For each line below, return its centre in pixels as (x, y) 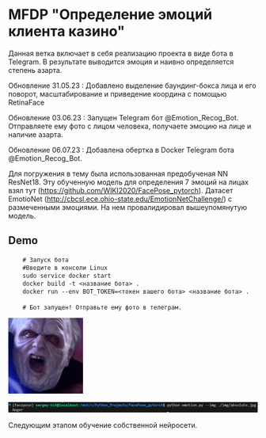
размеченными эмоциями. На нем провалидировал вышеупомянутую (128, 207)
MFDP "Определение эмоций (110, 15)
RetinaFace (27, 102)
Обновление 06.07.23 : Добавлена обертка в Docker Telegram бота (122, 150)
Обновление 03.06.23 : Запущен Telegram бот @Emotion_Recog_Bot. (123, 117)
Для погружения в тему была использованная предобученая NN (118, 173)
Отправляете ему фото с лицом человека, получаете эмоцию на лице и (130, 126)
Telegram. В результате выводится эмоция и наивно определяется (121, 62)
